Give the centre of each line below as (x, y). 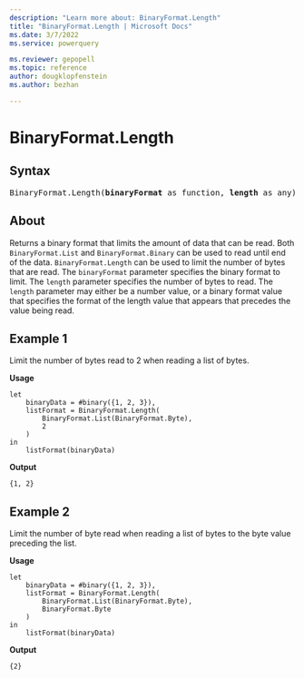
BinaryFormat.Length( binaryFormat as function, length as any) (153, 192)
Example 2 (39, 512)
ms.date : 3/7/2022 (44, 34)
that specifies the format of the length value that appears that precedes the (150, 300)
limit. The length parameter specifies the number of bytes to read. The (142, 281)
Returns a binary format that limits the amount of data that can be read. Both (152, 242)
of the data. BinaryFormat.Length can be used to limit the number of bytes (147, 262)
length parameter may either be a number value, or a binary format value (146, 290)
